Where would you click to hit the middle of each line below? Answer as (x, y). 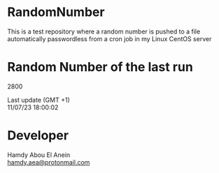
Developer (38, 136)
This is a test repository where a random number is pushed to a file (104, 31)
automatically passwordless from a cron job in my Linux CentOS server (109, 38)
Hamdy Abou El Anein (39, 155)
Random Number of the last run (100, 67)
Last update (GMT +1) (38, 100)
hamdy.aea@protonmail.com (49, 162)
